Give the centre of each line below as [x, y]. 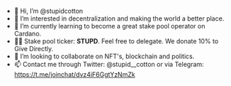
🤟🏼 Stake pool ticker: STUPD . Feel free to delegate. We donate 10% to [116, 41]
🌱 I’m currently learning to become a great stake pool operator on [109, 26]
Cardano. [28, 33]
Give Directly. [34, 49]
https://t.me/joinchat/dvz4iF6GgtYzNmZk [75, 74]
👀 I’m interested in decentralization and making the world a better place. [119, 18]
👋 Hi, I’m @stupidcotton [49, 11]
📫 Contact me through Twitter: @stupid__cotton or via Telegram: [109, 64]
